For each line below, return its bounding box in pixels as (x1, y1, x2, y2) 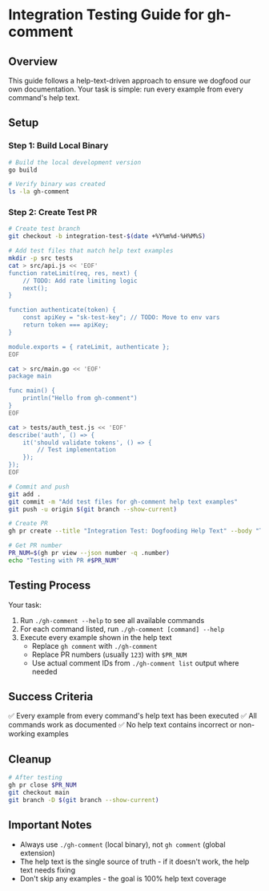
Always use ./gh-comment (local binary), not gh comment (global (19, 840, 226, 849)
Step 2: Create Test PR (8, 207, 98, 218)
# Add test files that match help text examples (8, 247, 174, 255)
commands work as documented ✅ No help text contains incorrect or (8, 720, 238, 730)
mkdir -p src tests (8, 254, 74, 262)
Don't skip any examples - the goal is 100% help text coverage (19, 873, 227, 883)
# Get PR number (8, 541, 62, 550)
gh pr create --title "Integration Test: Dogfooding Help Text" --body (8, 527, 252, 535)
